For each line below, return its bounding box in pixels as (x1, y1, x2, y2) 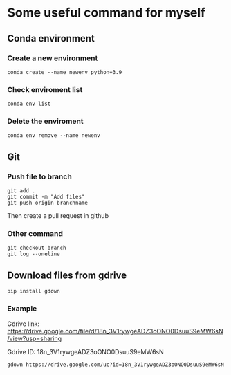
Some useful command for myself (7, 5, 206, 21)
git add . (7, 187, 36, 194)
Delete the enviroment (7, 116, 84, 126)
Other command (7, 229, 64, 239)
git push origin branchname (7, 199, 89, 207)
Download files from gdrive (7, 269, 127, 281)
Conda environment (7, 33, 95, 44)
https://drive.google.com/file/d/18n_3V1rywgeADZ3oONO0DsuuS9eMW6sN (7, 327, 223, 335)
